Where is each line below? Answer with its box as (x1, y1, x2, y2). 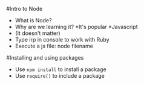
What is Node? (15, 17, 52, 24)
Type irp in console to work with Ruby (15, 36, 110, 43)
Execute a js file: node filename (15, 42, 94, 49)
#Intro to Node (6, 5, 43, 12)
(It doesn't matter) (15, 30, 61, 37)
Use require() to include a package (15, 72, 105, 79)
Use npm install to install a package (15, 66, 107, 73)
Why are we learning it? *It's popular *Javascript (15, 24, 138, 30)
